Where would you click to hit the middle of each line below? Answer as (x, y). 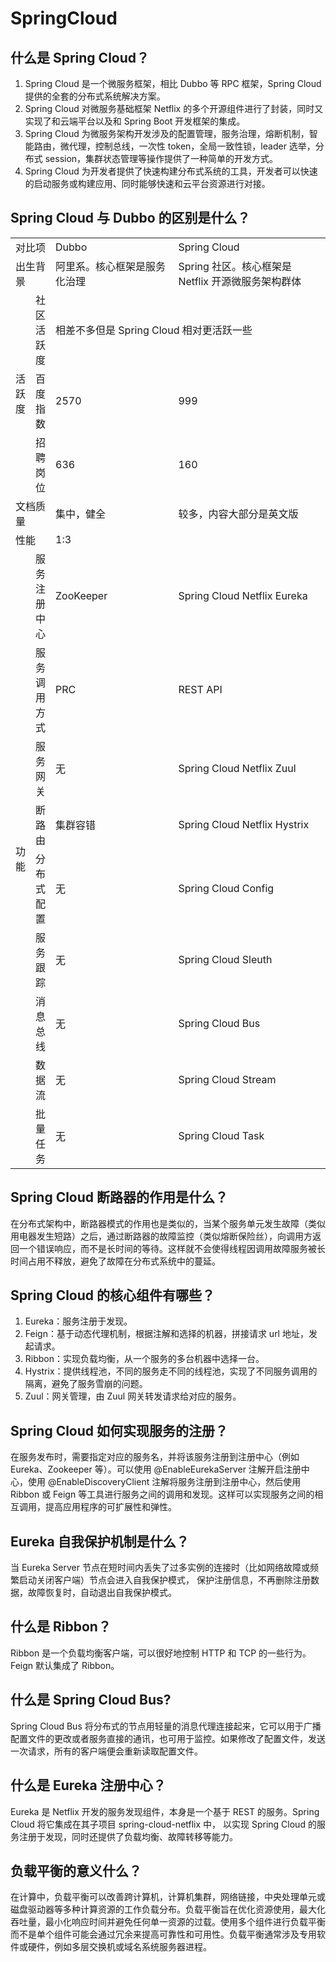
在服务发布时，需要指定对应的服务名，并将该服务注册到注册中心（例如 (155, 1457)
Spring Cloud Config (226, 888)
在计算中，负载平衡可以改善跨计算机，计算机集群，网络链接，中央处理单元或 (168, 1897)
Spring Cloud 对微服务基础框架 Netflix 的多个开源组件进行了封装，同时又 (174, 108)
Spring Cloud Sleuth (225, 959)
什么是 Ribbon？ (61, 1627)
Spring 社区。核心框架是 (235, 266)
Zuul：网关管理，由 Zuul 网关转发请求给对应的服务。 (133, 1396)
